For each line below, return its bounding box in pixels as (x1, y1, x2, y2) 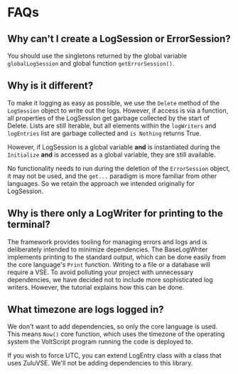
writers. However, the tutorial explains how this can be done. (7, 283, 185, 291)
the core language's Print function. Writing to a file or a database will (7, 260, 211, 269)
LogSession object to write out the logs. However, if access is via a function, (7, 106, 229, 115)
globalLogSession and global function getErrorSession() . (7, 59, 175, 68)
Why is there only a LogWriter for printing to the (7, 207, 224, 219)
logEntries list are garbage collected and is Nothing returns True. (7, 129, 202, 137)
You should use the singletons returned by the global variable (7, 51, 187, 60)
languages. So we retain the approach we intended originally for (7, 179, 195, 187)
